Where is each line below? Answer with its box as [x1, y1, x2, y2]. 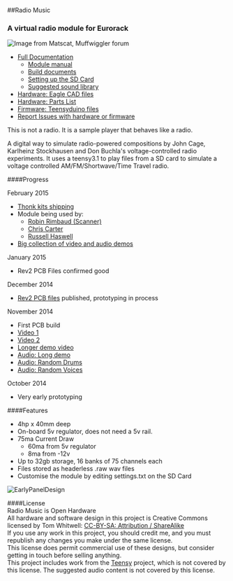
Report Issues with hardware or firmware [17, 112, 135, 121]
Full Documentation [17, 52, 74, 62]
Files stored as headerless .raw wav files [17, 465, 135, 473]
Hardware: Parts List [17, 97, 77, 106]
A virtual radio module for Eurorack [7, 23, 129, 33]
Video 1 [17, 328, 39, 337]
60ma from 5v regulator [27, 442, 96, 451]
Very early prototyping [17, 393, 82, 401]
